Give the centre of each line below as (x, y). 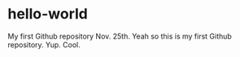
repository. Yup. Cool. (44, 44)
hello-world (48, 14)
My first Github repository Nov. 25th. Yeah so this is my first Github (120, 36)
